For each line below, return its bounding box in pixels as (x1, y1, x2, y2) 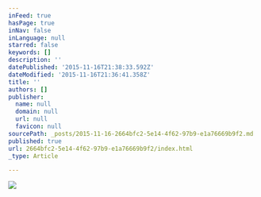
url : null (15, 115, 48, 123)
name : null (15, 100, 52, 108)
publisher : (8, 93, 44, 101)
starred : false (8, 41, 59, 49)
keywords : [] (8, 48, 52, 56)
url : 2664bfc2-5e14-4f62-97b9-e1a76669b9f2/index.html (8, 145, 194, 153)
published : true (8, 137, 62, 145)
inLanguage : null (8, 33, 66, 42)
